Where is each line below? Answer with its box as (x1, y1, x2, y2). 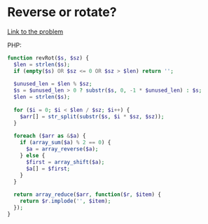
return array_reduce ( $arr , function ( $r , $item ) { (13, 191, 161, 198)
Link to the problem (7, 27, 64, 36)
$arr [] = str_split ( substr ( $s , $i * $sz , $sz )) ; (20, 113, 165, 120)
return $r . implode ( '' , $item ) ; (20, 197, 111, 205)
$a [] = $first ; (25, 165, 71, 172)
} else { (20, 152, 46, 160)
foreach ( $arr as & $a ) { (13, 132, 86, 140)
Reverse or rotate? (7, 4, 117, 20)
